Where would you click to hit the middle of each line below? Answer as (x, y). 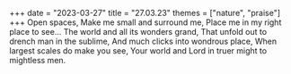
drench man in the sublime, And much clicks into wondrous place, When (143, 41)
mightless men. (38, 60)
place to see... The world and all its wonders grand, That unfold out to (138, 32)
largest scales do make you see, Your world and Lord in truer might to (138, 51)
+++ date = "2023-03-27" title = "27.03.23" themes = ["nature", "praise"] (145, 13)
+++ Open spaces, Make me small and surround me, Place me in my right (145, 22)
